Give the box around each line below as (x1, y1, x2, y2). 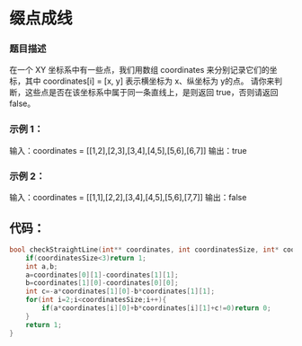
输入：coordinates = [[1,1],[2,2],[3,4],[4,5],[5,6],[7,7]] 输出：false (9, 192, 247, 203)
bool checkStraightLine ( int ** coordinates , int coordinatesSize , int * (9, 244, 280, 254)
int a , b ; (25, 262, 58, 271)
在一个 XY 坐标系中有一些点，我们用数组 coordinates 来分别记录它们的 (9, 65, 270, 75)
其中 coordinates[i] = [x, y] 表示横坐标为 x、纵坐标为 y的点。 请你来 (24, 75, 275, 86)
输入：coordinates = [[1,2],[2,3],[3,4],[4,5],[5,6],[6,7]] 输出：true (9, 145, 247, 155)
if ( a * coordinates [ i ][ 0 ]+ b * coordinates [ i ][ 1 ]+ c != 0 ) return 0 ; (41, 304, 271, 313)
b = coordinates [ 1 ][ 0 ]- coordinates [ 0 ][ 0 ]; (25, 279, 179, 288)
